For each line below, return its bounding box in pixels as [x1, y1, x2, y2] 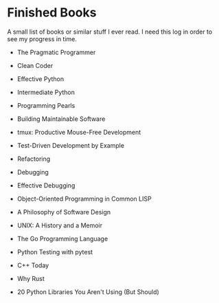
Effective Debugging [16, 181, 76, 190]
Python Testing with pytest [16, 247, 93, 256]
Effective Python [16, 74, 64, 83]
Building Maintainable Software [16, 115, 106, 123]
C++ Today [16, 261, 49, 269]
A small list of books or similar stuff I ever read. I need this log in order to [7, 27, 213, 36]
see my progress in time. [7, 34, 78, 43]
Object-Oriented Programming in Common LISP [16, 194, 152, 203]
